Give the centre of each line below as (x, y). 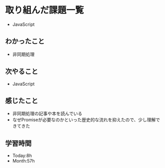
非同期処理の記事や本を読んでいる (47, 114)
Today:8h (22, 156)
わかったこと (25, 41)
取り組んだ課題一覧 (45, 10)
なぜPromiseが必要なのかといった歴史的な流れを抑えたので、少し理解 (84, 120)
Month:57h (23, 161)
